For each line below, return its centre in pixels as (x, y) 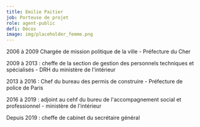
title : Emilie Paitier (35, 12)
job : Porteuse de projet (37, 18)
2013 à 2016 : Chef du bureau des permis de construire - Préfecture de (95, 82)
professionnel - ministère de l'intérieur (54, 106)
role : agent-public (31, 23)
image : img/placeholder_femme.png (50, 34)
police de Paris (25, 88)
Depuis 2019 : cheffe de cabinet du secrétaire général (73, 118)
